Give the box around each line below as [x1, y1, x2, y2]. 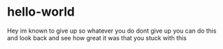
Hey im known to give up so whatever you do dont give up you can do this [7, 27, 217, 35]
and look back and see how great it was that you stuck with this [7, 33, 187, 42]
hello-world [7, 4, 75, 20]
